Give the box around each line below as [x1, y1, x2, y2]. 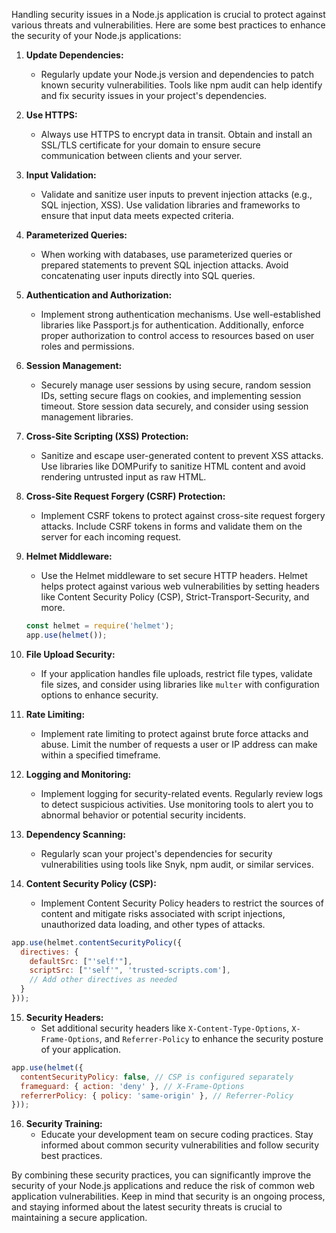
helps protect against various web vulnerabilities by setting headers [40, 580, 320, 592]
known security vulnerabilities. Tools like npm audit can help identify [40, 79, 323, 91]
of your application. [40, 1043, 122, 1055]
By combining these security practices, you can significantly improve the [11, 1169, 312, 1181]
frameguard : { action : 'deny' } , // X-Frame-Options [20, 1081, 245, 1091]
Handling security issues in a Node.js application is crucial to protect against [11, 9, 326, 20]
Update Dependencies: [25, 49, 124, 61]
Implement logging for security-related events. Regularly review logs [40, 787, 324, 799]
